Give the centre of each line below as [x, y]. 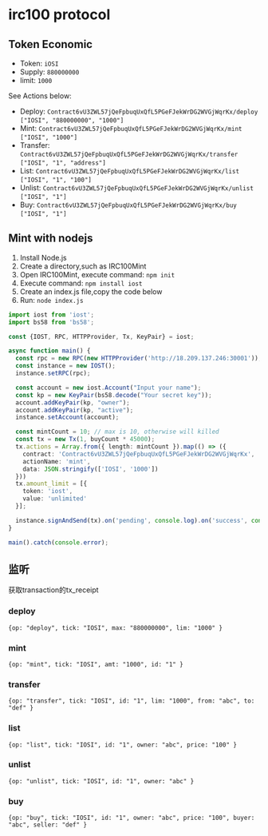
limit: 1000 [36, 80]
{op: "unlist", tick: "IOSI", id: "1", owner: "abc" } [101, 781]
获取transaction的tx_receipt [53, 590]
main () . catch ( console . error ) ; [59, 542]
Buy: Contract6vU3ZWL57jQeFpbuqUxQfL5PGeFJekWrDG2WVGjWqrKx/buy [128, 205]
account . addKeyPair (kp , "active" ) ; [75, 410]
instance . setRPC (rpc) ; [53, 373]
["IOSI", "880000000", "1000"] [72, 121]
